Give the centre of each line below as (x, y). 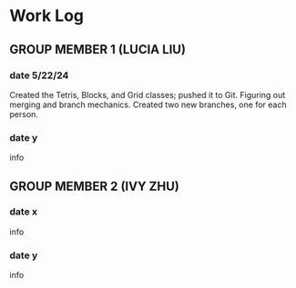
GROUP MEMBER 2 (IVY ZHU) (94, 186)
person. (24, 114)
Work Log (47, 16)
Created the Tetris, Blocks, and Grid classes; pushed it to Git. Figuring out (148, 94)
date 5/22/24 (39, 75)
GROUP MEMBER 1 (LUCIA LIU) (98, 50)
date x (24, 212)
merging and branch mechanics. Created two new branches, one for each (148, 104)
